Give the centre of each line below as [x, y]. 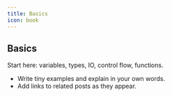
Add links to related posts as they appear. [77, 86]
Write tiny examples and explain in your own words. [91, 79]
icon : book [23, 20]
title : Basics [28, 14]
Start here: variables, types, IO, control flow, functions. [85, 65]
